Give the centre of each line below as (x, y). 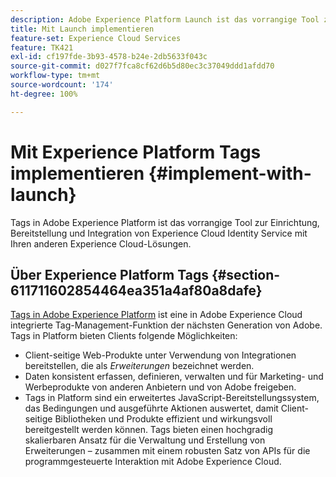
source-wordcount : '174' (62, 85)
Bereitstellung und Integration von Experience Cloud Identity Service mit (159, 233)
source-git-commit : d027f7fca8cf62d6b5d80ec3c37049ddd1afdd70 (142, 66)
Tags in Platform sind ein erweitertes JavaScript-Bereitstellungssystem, (172, 398)
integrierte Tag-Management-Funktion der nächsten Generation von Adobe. (166, 325)
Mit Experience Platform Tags (136, 152)
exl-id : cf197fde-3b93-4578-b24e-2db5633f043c (109, 57)
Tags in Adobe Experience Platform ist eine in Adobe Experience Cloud (156, 315)
